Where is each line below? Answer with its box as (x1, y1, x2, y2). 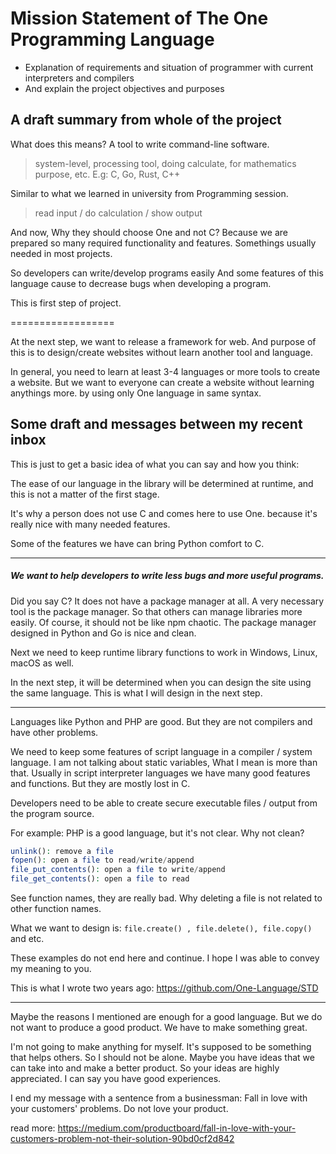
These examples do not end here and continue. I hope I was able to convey (10, 952, 320, 964)
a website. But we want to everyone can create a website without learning (10, 376, 315, 388)
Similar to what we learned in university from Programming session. (10, 187, 289, 199)
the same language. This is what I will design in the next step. (10, 687, 263, 699)
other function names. (10, 903, 102, 915)
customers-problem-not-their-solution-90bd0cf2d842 (10, 1133, 235, 1145)
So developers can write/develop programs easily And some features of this (10, 267, 324, 279)
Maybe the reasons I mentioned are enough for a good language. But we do (10, 1011, 323, 1023)
